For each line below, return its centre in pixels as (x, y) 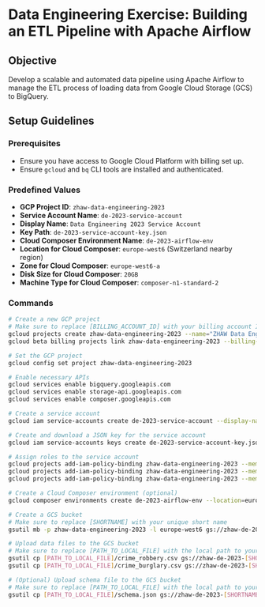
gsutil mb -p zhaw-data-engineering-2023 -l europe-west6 (105, 530)
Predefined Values (45, 190)
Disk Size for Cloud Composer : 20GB (79, 273)
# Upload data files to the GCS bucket (74, 544)
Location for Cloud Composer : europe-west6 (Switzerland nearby (126, 249)
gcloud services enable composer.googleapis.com (90, 400)
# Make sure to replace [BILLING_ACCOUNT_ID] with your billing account (130, 327)
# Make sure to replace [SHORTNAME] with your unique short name (118, 522)
